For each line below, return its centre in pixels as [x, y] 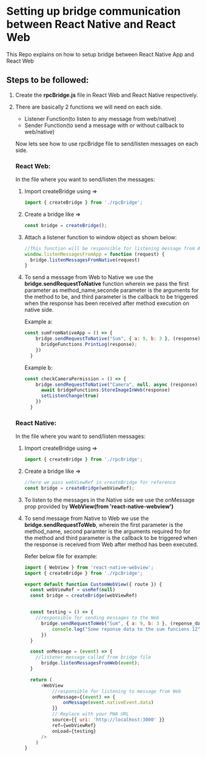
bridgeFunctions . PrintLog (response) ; [89, 345]
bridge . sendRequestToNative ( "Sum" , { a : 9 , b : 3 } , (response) [118, 339]
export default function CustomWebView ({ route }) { [93, 584]
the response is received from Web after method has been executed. [111, 544]
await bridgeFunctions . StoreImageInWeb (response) [105, 390]
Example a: [38, 322]
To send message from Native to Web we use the [86, 518]
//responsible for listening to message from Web [116, 691]
